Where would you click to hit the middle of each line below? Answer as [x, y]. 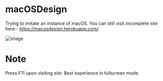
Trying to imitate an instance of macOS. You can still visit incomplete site [81, 23]
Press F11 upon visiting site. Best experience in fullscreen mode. [73, 73]
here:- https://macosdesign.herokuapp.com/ [52, 28]
